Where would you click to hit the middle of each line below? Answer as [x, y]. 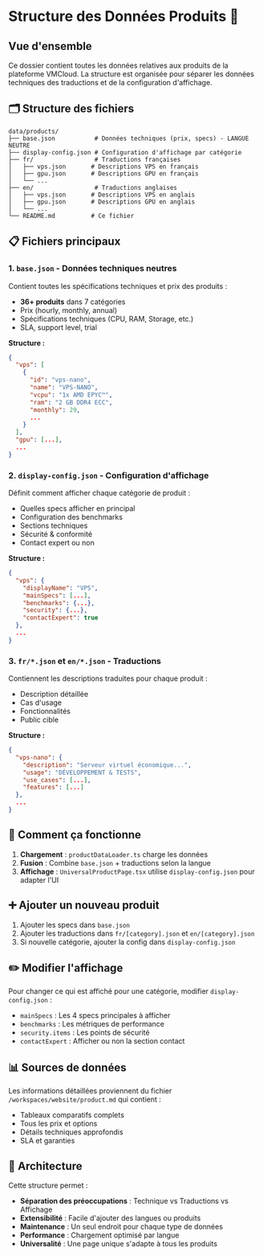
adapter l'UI [39, 879]
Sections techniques [54, 525]
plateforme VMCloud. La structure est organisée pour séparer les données [131, 74]
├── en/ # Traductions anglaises [93, 187]
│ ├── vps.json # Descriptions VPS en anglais [102, 195]
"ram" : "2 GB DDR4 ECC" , [71, 402]
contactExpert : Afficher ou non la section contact [102, 1041]
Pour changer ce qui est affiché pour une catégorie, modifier [109, 991]
